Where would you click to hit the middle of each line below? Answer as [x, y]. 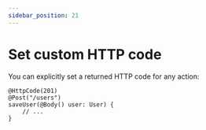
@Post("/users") [35, 98]
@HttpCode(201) [33, 91]
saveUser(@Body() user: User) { [61, 104]
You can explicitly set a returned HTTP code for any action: [104, 76]
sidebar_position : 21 [44, 15]
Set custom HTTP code [85, 54]
